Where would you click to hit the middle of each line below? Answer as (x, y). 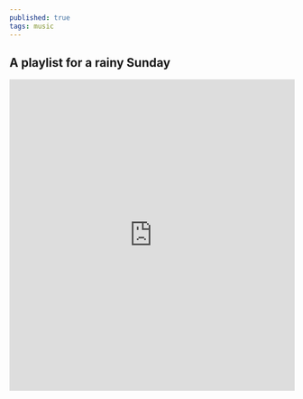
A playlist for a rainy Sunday (90, 63)
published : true (40, 18)
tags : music (32, 26)
